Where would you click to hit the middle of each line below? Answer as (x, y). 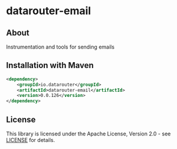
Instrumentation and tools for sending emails (60, 47)
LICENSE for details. (31, 140)
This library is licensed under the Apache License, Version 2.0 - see (88, 134)
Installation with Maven (50, 65)
